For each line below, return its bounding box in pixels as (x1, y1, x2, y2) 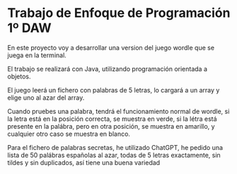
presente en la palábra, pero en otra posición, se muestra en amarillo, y (7, 122, 215, 130)
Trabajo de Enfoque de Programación (7, 5, 231, 21)
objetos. (7, 72, 31, 81)
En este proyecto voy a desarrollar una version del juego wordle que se (7, 43, 214, 52)
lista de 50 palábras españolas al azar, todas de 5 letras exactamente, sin (7, 151, 221, 159)
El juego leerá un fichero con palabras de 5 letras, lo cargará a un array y (7, 86, 220, 94)
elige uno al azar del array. (7, 93, 85, 102)
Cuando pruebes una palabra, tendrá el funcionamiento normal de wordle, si (7, 107, 230, 115)
